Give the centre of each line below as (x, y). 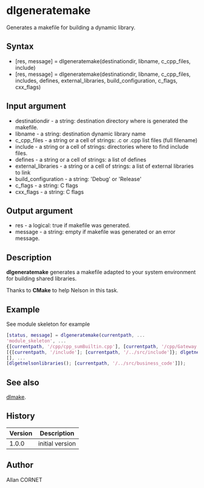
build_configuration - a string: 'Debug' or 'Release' (78, 179)
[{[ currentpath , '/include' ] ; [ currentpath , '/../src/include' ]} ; (92, 352)
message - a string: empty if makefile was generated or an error (95, 232)
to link (23, 172)
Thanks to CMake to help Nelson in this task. (62, 290)
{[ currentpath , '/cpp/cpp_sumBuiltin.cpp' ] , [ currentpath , (83, 346)
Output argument (39, 211)
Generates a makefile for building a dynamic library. (71, 27)
